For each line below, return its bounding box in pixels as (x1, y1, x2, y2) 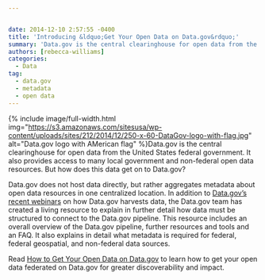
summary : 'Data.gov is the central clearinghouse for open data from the (8, 40, 258, 48)
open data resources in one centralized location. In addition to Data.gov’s (8, 188, 248, 198)
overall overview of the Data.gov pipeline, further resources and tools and (8, 221, 250, 231)
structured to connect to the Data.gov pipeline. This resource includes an (8, 213, 248, 223)
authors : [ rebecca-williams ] (8, 48, 105, 56)
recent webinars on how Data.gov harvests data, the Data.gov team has (8, 196, 243, 206)
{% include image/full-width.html (8, 113, 117, 123)
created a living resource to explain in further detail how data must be (8, 205, 236, 214)
